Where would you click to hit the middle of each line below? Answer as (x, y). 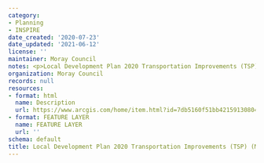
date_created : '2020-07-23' (54, 37)
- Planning (26, 23)
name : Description (46, 103)
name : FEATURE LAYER (49, 125)
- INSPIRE (24, 30)
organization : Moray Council (56, 74)
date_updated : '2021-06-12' (54, 45)
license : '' (27, 52)
